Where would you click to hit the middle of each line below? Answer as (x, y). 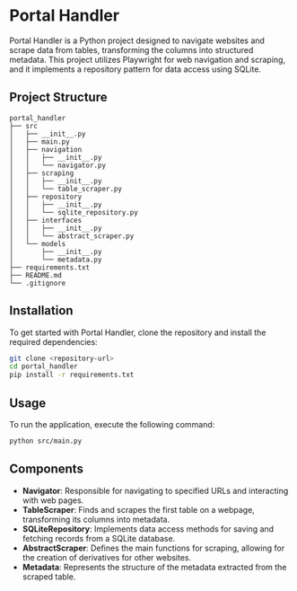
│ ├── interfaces (46, 220)
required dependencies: (53, 341)
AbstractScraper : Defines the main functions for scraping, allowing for (153, 548)
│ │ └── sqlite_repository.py (74, 212)
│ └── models (38, 243)
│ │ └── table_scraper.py (66, 189)
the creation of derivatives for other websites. (107, 557)
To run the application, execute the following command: (112, 424)
